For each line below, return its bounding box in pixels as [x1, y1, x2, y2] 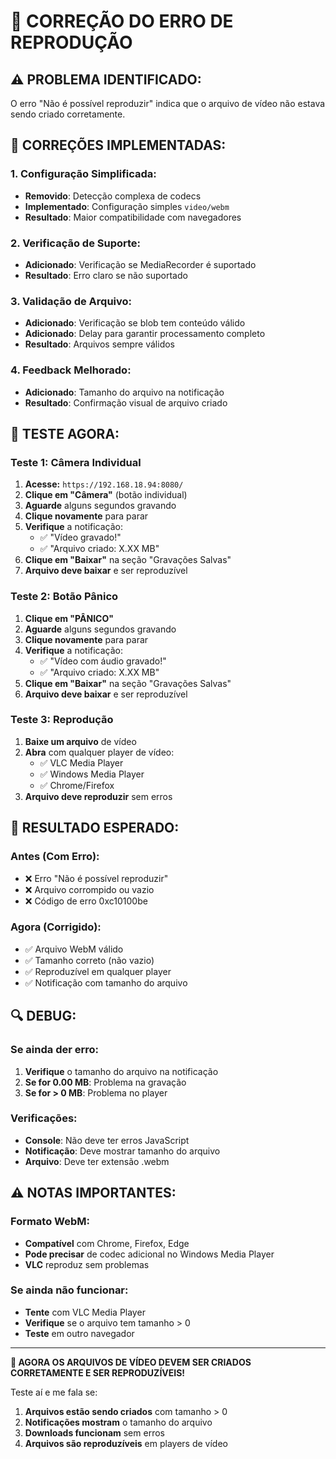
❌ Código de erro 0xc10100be [24, 895, 148, 907]
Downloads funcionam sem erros [24, 1426, 165, 1439]
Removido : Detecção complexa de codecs [24, 190, 202, 202]
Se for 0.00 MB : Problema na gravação [24, 1076, 187, 1088]
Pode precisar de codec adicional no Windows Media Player [24, 1248, 275, 1260]
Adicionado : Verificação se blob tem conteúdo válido [24, 317, 246, 329]
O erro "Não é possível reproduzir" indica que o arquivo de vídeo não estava [10, 98, 326, 109]
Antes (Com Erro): [10, 850, 100, 864]
